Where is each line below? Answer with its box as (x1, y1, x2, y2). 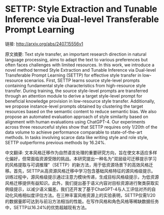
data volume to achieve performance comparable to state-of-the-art (5, 129, 143, 135)
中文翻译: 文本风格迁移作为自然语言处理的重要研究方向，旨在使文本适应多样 (5, 150, 157, 156)
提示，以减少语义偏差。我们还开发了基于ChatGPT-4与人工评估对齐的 (13, 186, 152, 192)
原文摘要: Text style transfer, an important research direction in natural (5, 51, 146, 57)
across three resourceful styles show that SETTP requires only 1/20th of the (5, 124, 158, 130)
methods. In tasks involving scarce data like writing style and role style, (5, 134, 149, 140)
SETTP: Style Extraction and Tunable (5, 3, 158, 15)
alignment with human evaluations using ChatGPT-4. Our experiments (5, 118, 145, 125)
